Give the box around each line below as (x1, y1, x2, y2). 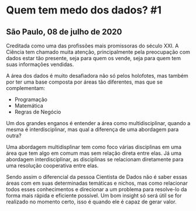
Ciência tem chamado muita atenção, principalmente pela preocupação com (6, 49, 190, 56)
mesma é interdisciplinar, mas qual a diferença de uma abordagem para (6, 126, 179, 133)
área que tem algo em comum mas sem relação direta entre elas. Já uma (6, 150, 182, 157)
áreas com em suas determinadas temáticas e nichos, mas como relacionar (6, 179, 188, 186)
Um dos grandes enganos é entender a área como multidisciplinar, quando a (6, 120, 191, 126)
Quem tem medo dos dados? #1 (6, 4, 162, 17)
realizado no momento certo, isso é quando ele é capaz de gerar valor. (6, 198, 177, 205)
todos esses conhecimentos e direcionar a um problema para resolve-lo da (6, 186, 187, 193)
